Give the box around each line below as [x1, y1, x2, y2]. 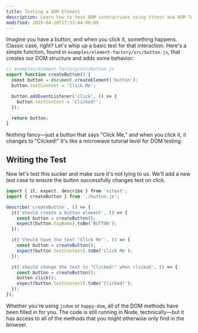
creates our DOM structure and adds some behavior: [6, 54, 134, 62]
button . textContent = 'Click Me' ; [11, 83, 96, 89]
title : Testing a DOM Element [6, 8, 81, 15]
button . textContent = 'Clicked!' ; [16, 99, 101, 105]
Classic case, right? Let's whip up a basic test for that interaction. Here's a [6, 42, 187, 49]
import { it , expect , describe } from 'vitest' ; [6, 188, 128, 194]
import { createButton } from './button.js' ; [6, 193, 120, 199]
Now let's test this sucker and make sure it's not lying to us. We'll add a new [6, 170, 191, 177]
